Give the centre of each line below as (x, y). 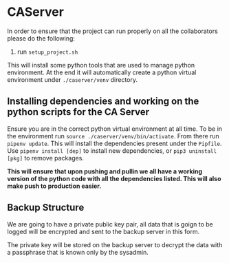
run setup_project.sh (47, 52)
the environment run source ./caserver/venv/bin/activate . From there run (113, 136)
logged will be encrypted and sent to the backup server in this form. (103, 231)
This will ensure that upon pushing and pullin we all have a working (105, 171)
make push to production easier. (54, 186)
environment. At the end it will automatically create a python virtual (102, 72)
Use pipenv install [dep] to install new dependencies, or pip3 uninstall (112, 150)
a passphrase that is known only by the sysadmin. (78, 252)
